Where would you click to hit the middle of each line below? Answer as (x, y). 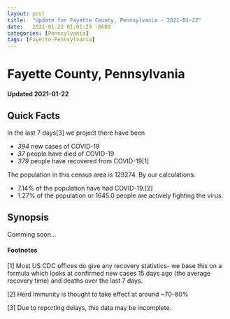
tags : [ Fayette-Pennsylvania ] (51, 40)
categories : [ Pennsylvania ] (48, 33)
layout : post (26, 14)
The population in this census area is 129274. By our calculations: (101, 175)
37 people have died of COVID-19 (66, 154)
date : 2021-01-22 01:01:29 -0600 (59, 27)
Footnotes (22, 250)
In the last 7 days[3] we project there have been (76, 133)
